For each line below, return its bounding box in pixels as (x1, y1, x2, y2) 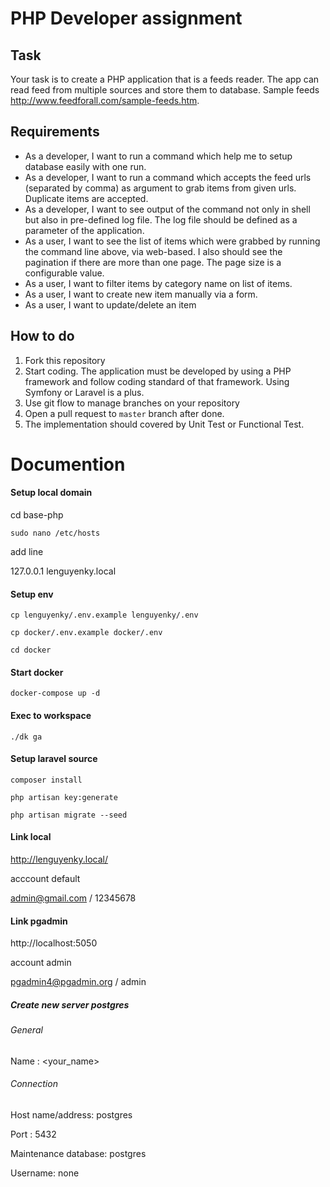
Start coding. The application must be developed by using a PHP (24, 365, 292, 377)
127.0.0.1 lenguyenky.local (10, 565, 117, 577)
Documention (10, 453, 126, 476)
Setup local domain (10, 487, 93, 499)
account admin (10, 957, 72, 969)
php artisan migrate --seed (10, 810, 128, 820)
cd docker (10, 645, 52, 656)
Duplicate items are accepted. (24, 192, 149, 204)
